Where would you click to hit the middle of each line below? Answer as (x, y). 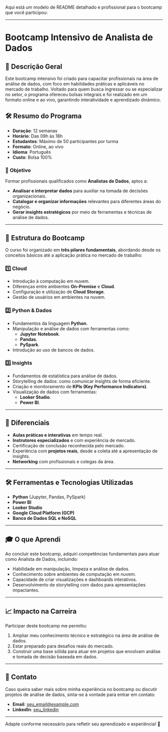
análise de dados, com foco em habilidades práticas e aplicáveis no (75, 84)
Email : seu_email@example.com (45, 704)
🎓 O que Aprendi (33, 539)
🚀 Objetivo (18, 170)
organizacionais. (29, 196)
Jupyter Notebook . (40, 334)
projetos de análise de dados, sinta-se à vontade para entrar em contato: (80, 694)
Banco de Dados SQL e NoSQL (44, 518)
